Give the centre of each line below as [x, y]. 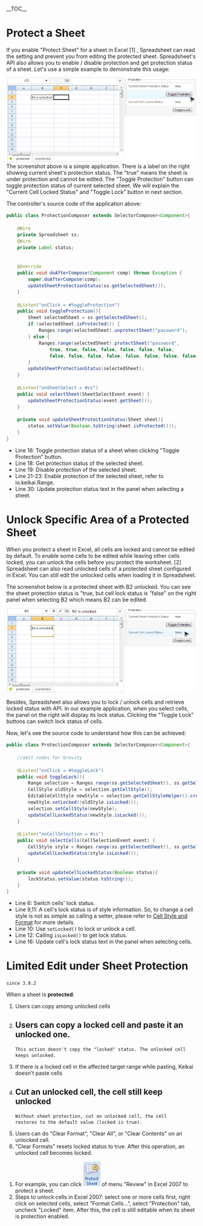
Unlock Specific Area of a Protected [98, 520]
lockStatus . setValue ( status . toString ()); [81, 879]
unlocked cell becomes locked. [53, 1153]
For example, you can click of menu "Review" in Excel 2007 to [101, 1184]
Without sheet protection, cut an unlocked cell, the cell [91, 1116]
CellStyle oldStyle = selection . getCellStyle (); [90, 790]
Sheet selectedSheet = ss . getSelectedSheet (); [88, 318]
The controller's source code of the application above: [74, 204]
